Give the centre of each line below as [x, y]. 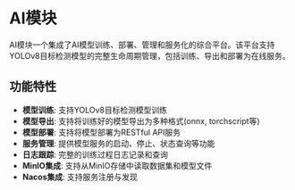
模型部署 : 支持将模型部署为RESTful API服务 [101, 132]
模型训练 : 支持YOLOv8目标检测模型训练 [95, 110]
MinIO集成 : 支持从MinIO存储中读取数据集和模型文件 [117, 165]
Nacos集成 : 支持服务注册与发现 [80, 177]
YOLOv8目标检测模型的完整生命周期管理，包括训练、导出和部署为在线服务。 [150, 55]
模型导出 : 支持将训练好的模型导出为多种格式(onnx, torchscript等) [141, 120]
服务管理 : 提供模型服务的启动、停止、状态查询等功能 [118, 143]
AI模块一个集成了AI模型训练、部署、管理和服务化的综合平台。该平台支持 [142, 45]
